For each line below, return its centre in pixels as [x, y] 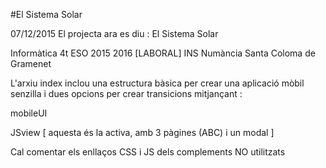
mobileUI [29, 113]
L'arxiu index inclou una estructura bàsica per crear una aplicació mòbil [157, 83]
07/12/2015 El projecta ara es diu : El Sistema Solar [114, 33]
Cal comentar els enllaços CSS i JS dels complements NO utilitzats [148, 152]
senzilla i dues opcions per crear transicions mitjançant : [126, 93]
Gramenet [31, 63]
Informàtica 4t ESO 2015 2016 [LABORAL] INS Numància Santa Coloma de [163, 53]
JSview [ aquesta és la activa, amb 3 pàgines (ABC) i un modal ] [142, 132]
